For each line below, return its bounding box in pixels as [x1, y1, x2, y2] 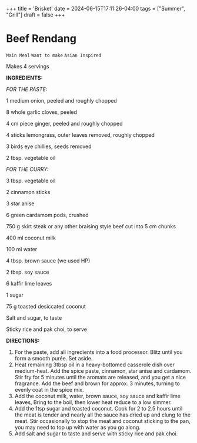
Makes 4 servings [6, 63, 49, 70]
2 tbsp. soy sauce [6, 268, 49, 275]
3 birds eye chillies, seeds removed [6, 143, 92, 150]
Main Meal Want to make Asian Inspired [6, 52, 102, 58]
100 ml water [6, 245, 38, 252]
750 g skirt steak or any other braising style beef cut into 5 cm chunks [6, 222, 176, 229]
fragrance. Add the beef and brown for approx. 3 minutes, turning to [14, 380, 181, 387]
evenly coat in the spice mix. [14, 386, 84, 393]
